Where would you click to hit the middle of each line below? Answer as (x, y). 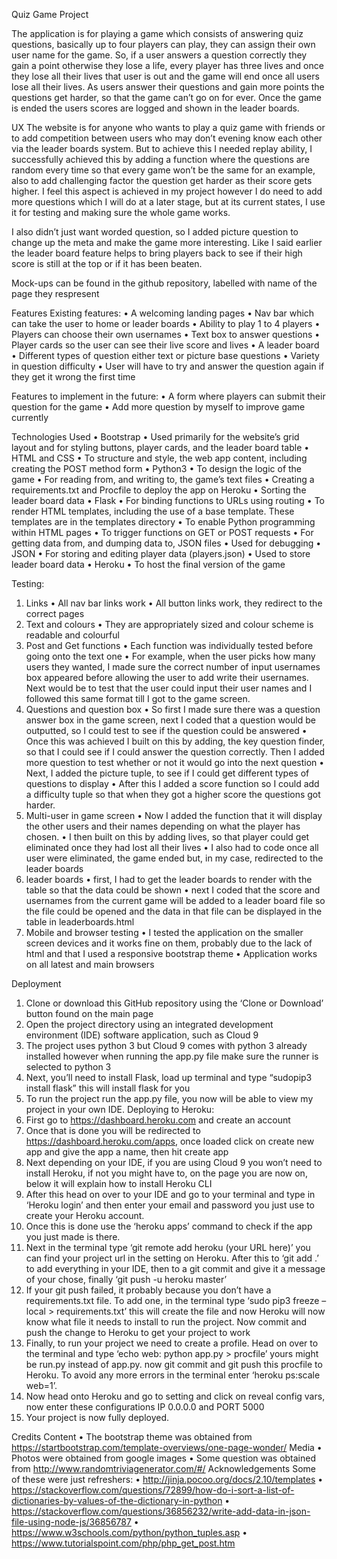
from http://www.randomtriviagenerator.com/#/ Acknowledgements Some (163, 1468)
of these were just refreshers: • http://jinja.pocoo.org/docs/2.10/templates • (167, 1479)
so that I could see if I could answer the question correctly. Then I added (175, 752)
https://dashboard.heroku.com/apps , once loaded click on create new (170, 1141)
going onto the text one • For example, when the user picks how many (170, 656)
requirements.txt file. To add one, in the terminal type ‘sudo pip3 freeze (172, 1300)
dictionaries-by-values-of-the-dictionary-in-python (117, 1500)
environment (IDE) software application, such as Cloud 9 (142, 1035)
